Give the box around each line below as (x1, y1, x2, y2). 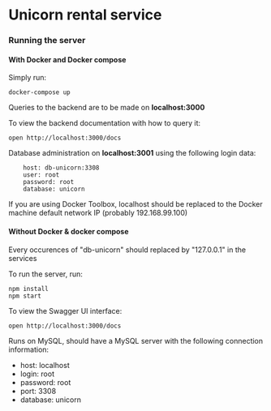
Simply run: (8, 73, 47, 83)
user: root (23, 171, 60, 179)
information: (8, 345, 49, 354)
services (8, 253, 37, 263)
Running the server (8, 35, 86, 46)
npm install (8, 285, 49, 293)
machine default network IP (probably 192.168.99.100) (8, 208, 188, 218)
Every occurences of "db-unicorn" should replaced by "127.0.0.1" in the (8, 245, 246, 255)
